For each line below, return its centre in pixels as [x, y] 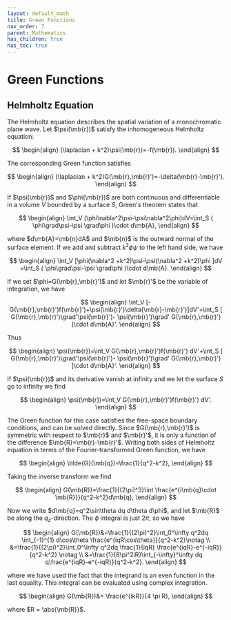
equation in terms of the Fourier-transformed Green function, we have [107, 449]
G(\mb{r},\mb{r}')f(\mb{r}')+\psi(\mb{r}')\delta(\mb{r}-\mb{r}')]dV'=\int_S [114, 309]
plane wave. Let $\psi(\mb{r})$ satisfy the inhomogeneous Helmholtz [106, 129]
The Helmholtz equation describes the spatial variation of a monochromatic [114, 122]
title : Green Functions [41, 20]
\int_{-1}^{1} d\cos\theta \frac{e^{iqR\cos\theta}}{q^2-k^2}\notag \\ [116, 540]
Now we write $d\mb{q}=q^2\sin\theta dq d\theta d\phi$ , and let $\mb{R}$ [113, 510]
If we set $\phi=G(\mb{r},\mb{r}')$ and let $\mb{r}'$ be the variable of [108, 281]
